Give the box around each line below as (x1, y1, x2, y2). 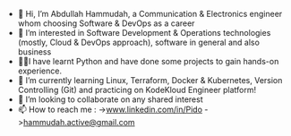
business (17, 47, 52, 57)
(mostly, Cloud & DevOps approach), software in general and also (17, 37, 260, 47)
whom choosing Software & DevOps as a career (17, 18, 195, 29)
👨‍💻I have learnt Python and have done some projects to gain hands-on (17, 56, 279, 66)
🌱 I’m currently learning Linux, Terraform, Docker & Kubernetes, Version (17, 75, 283, 85)
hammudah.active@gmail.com (23, 117, 136, 127)
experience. (17, 65, 63, 76)
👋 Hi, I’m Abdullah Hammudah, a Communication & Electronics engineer (17, 9, 283, 19)
